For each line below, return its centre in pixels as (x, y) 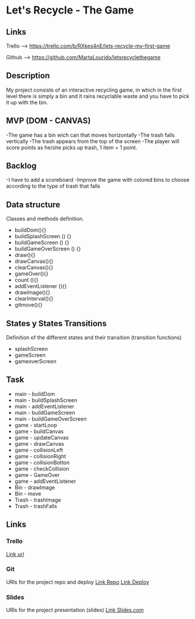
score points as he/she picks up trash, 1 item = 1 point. (72, 147)
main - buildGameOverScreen (51, 419)
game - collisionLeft (39, 450)
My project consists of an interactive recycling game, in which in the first (94, 90)
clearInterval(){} (34, 299)
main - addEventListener (44, 406)
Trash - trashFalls (36, 506)
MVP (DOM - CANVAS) (48, 121)
